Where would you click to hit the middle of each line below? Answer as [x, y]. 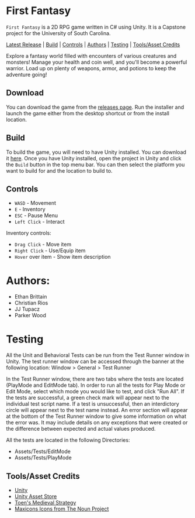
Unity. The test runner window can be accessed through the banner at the [95, 362]
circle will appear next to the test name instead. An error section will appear [97, 410]
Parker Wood [30, 315]
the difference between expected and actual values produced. [81, 429]
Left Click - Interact [40, 222]
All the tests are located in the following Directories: [68, 440]
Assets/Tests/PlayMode [43, 458]
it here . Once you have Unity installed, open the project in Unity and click [94, 158]
